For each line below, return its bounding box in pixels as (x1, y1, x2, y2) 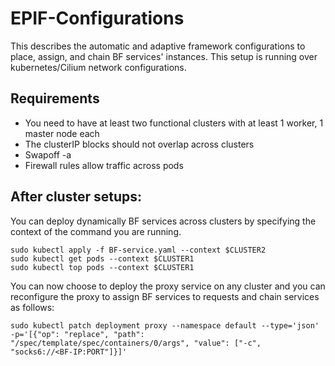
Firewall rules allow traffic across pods (24, 159, 184, 171)
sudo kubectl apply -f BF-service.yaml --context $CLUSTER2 (10, 245, 267, 255)
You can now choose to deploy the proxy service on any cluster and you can (10, 280, 326, 292)
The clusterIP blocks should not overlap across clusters (24, 138, 255, 150)
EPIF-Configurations (10, 7, 185, 30)
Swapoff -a (24, 148, 72, 161)
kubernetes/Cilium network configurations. (10, 61, 187, 73)
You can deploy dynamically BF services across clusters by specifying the (10, 215, 317, 227)
